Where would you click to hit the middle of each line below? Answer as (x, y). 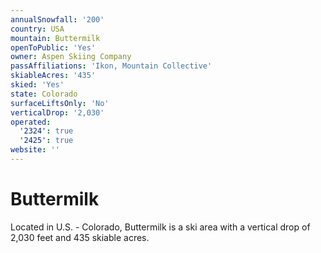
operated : (31, 122)
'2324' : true (46, 131)
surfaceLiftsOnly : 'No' (60, 103)
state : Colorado (44, 94)
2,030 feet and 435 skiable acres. (80, 237)
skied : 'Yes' (37, 85)
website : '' (35, 150)
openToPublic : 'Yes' (53, 47)
